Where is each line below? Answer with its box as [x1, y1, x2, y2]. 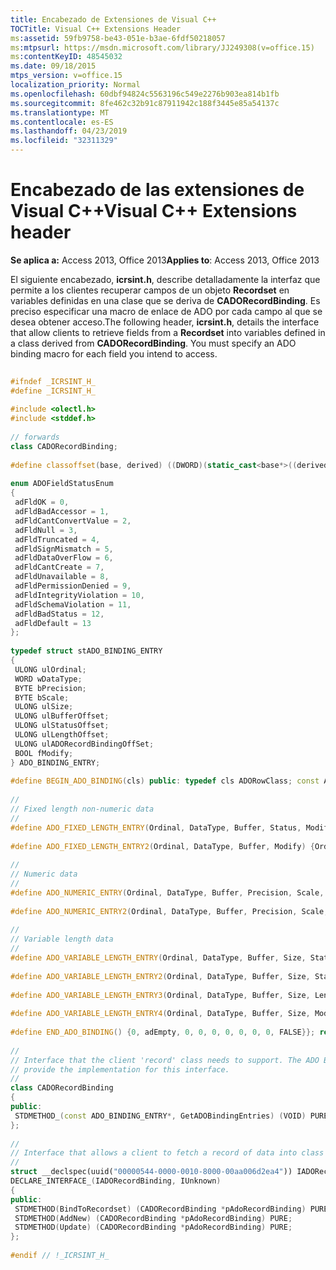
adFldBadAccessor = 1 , [14, 507, 110, 517]
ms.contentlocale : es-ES [10, 117, 114, 127]
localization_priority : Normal [10, 80, 141, 90]
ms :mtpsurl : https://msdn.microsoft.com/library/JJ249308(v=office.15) [10, 42, 315, 53]
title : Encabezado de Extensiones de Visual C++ [10, 14, 217, 25]
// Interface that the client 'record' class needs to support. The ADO [10, 1055, 320, 1065]
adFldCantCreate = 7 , [14, 562, 105, 573]
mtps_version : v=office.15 [10, 71, 123, 81]
